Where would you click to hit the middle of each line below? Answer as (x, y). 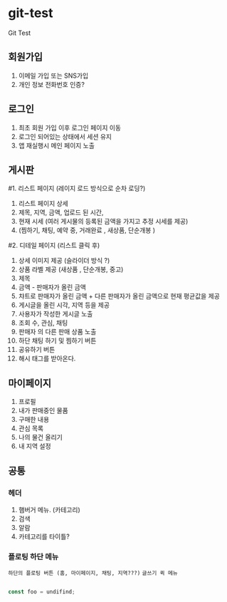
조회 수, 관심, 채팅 (43, 323)
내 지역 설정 (35, 446)
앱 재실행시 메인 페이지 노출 (57, 145)
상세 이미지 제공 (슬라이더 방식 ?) (64, 261)
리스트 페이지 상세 (43, 204)
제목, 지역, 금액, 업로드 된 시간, (61, 212)
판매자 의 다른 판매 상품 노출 (57, 332)
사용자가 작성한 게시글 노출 (56, 314)
